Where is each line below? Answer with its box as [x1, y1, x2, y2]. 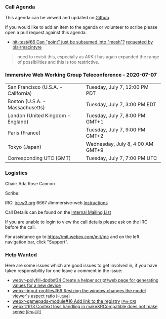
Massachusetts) [7, 104, 45, 111]
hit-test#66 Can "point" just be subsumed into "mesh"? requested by [12, 39, 153, 45]
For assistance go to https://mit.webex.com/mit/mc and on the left [5, 234, 140, 239]
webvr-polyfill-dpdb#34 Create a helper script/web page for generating [12, 278, 159, 283]
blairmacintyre [12, 44, 42, 50]
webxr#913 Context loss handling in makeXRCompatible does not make [12, 304, 158, 310]
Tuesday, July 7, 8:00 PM [86, 112, 146, 119]
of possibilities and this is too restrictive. [17, 59, 100, 65]
